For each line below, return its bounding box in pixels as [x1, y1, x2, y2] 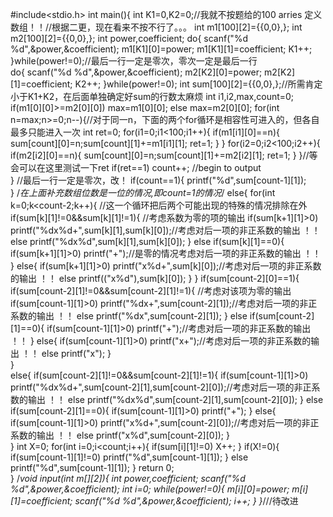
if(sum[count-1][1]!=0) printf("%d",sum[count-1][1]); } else [10, 451, 249, 463]
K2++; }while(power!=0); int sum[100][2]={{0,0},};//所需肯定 [74, 78, 323, 90]
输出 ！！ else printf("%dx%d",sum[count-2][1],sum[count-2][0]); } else [27, 394, 324, 405]
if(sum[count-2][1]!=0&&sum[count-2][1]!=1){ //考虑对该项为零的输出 [10, 285, 292, 297]
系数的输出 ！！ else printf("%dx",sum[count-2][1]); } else [10, 310, 248, 322]
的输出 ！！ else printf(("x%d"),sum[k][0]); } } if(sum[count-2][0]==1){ [10, 273, 300, 284]
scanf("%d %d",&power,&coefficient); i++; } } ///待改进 [74, 495, 299, 507]
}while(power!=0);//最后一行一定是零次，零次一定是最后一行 [10, 55, 258, 67]
